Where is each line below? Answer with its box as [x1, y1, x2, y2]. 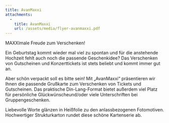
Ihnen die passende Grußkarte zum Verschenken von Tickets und [5, 81, 141, 87]
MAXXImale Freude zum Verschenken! [5, 40, 86, 46]
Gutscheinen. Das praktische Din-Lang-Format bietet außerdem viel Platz [5, 86, 158, 92]
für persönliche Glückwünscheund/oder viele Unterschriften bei [5, 92, 138, 98]
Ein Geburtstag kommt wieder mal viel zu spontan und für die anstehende [5, 50, 158, 56]
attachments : [5, 12, 33, 17]
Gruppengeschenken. [5, 97, 50, 103]
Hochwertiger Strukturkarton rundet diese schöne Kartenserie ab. [5, 112, 142, 118]
